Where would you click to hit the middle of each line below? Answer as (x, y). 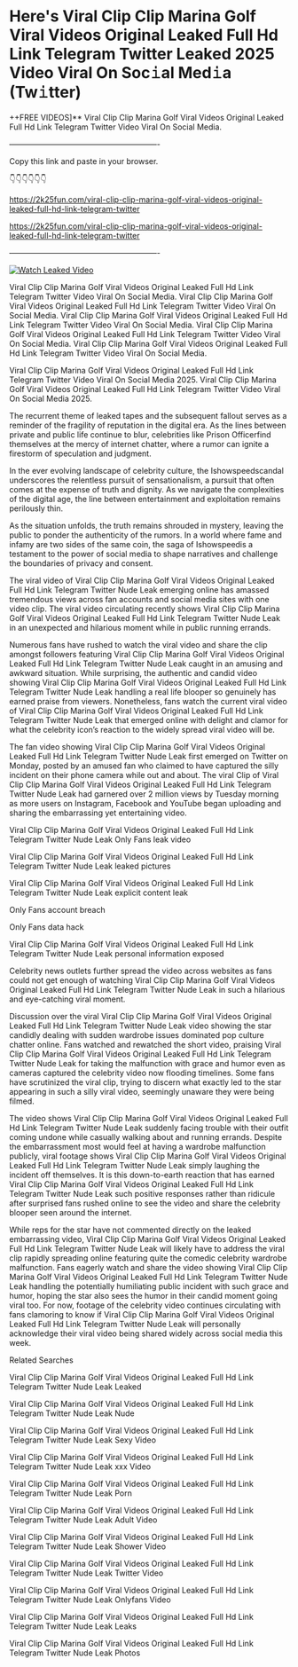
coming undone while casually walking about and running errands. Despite (145, 1136)
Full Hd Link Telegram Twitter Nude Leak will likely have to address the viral (147, 1248)
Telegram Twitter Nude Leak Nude (72, 1413)
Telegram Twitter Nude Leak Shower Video (88, 1546)
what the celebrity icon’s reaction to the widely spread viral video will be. (142, 729)
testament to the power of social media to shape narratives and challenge (144, 554)
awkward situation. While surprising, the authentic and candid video (133, 672)
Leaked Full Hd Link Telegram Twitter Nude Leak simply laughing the (134, 1165)
